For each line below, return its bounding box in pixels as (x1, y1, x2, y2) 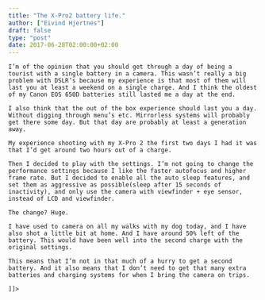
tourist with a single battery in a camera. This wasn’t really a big (8, 70, 247, 78)
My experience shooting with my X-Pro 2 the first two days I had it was (8, 140, 258, 148)
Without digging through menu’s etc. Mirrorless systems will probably (8, 112, 250, 120)
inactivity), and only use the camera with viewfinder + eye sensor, (8, 188, 244, 196)
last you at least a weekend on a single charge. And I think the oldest (8, 84, 258, 92)
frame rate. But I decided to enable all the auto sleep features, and (8, 174, 250, 183)
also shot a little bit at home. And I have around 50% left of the (8, 229, 240, 238)
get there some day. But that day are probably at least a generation (8, 118, 247, 127)
